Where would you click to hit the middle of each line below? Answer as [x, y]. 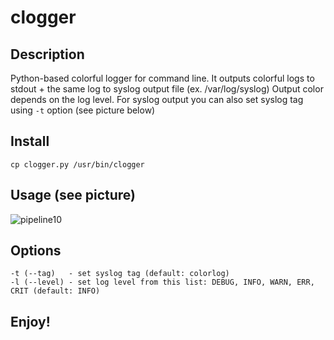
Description [47, 54]
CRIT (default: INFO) [55, 291]
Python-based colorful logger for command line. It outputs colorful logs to [162, 78]
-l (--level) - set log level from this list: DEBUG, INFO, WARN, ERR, [162, 282]
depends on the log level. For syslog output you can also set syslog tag [157, 99]
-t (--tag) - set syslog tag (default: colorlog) [120, 274]
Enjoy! [30, 321]
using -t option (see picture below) [83, 110]
